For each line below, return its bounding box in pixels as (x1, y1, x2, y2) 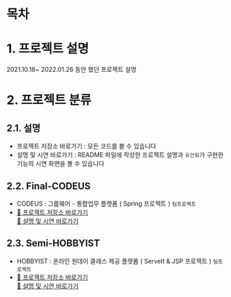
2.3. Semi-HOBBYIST (6, 238, 100, 250)
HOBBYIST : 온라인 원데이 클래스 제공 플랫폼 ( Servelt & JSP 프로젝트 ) (16, 257, 212, 265)
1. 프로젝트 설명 (6, 41, 89, 56)
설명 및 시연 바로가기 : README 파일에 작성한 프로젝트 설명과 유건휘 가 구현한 (16, 151, 224, 159)
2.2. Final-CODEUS (6, 180, 91, 192)
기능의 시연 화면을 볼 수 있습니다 (16, 160, 105, 168)
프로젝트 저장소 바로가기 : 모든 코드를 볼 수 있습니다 (16, 142, 156, 151)
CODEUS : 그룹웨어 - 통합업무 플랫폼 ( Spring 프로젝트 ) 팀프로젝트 (16, 199, 196, 208)
